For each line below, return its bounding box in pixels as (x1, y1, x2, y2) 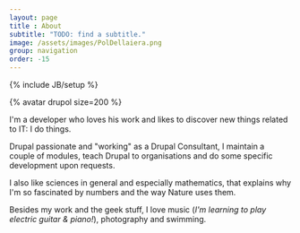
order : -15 (9, 55, 50, 64)
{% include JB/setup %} (9, 80, 99, 90)
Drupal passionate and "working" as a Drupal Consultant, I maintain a (9, 141, 265, 151)
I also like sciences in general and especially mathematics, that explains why (9, 177, 292, 188)
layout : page (9, 13, 58, 22)
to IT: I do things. (9, 124, 72, 134)
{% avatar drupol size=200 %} (9, 97, 123, 108)
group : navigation (9, 47, 78, 56)
